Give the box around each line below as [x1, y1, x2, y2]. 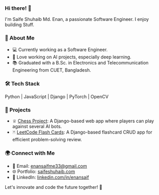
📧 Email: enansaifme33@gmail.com [12, 163, 88, 169]
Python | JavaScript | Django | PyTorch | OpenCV [5, 93, 109, 99]
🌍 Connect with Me [5, 149, 55, 157]
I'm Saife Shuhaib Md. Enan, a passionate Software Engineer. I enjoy [5, 16, 149, 23]
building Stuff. [5, 21, 34, 28]
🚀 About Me [5, 34, 35, 41]
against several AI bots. [12, 123, 62, 129]
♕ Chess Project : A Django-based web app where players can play [12, 118, 154, 124]
